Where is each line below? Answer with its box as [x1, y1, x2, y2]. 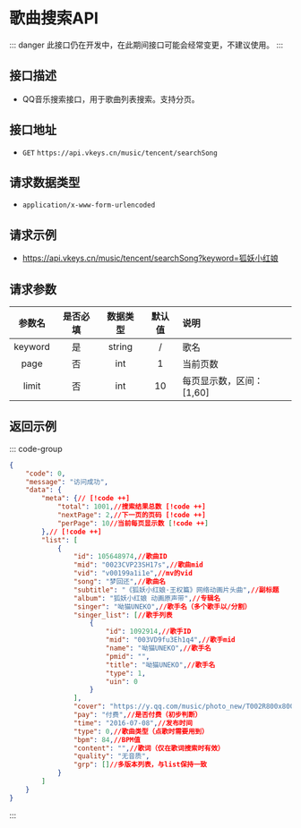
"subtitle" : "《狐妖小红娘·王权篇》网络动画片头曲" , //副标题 [73, 585, 279, 594]
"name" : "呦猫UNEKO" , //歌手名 [105, 644, 212, 653]
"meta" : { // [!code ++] [41, 494, 130, 503]
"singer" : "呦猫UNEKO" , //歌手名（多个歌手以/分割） [73, 602, 252, 611]
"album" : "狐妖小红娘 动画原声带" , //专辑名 [73, 593, 221, 602]
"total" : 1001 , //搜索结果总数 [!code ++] [56, 502, 206, 511]
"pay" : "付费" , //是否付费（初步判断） [73, 711, 202, 720]
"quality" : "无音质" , [73, 752, 150, 761]
